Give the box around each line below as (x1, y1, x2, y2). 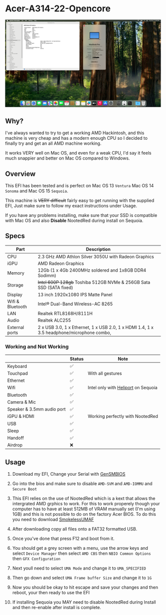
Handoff (7, 435, 24, 441)
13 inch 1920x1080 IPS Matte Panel (38, 291, 113, 297)
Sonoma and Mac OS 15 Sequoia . (5, 188, 68, 194)
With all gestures (87, 370, 122, 376)
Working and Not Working (5, 343, 69, 350)
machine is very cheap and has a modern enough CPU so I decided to (5, 135, 148, 141)
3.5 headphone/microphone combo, (38, 329, 111, 335)
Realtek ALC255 (38, 317, 71, 324)
